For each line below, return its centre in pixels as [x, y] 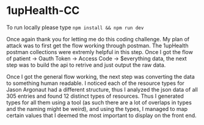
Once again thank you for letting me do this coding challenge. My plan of [98, 39]
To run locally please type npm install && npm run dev [75, 27]
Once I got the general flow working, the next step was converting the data [101, 76]
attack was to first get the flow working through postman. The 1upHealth [97, 46]
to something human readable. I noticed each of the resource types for [96, 83]
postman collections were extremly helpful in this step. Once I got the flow [100, 52]
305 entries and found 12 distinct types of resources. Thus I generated [95, 96]
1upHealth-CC [43, 11]
